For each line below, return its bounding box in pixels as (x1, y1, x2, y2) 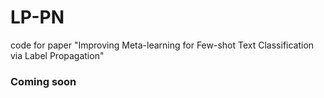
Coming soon (10, 74, 77, 88)
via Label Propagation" (10, 49, 105, 61)
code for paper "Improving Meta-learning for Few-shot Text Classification (10, 39, 315, 51)
